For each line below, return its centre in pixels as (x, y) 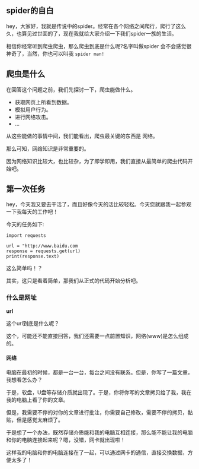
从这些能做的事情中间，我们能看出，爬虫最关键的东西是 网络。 (82, 136)
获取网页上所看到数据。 (43, 102)
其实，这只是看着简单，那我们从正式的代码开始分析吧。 (73, 281)
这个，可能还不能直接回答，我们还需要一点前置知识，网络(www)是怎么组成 (97, 336)
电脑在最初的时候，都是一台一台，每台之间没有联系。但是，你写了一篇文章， (99, 372)
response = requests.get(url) (44, 251)
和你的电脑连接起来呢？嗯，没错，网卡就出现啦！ (66, 440)
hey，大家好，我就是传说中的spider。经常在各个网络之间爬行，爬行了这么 (96, 26)
